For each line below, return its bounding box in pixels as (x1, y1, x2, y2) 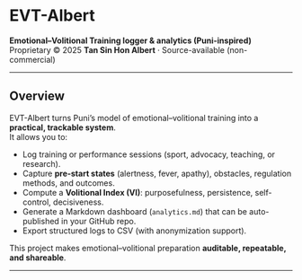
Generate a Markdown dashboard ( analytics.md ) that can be (22, 206, 247, 216)
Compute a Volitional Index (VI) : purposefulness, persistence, (22, 187, 253, 197)
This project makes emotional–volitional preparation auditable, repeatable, (9, 242, 287, 253)
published (22, 215, 60, 226)
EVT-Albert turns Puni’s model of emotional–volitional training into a (9, 112, 259, 123)
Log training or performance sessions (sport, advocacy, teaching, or (22, 149, 276, 160)
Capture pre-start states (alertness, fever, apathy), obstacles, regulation (22, 168, 292, 179)
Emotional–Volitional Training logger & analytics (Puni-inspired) (9, 35, 252, 46)
